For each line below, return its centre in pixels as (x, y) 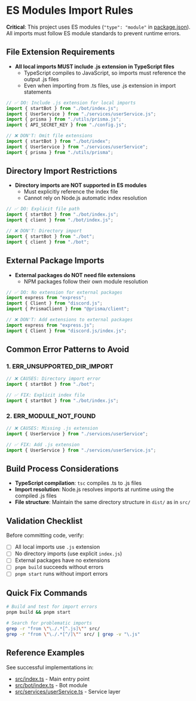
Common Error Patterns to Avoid (68, 350)
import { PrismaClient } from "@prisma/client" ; (68, 309)
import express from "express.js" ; (50, 325)
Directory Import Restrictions (62, 171)
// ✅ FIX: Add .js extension (43, 445)
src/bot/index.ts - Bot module (51, 685)
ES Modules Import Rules (70, 10)
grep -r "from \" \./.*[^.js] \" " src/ (53, 628)
